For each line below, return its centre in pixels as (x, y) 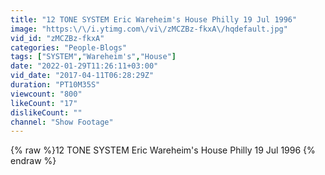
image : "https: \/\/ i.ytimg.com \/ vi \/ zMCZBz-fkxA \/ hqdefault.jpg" (149, 29)
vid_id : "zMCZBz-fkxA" (57, 38)
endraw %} (33, 161)
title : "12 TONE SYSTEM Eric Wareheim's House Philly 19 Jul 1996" (154, 19)
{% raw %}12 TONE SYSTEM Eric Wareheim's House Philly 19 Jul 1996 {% (163, 150)
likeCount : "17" (44, 103)
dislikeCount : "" (46, 112)
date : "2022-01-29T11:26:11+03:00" (84, 66)
